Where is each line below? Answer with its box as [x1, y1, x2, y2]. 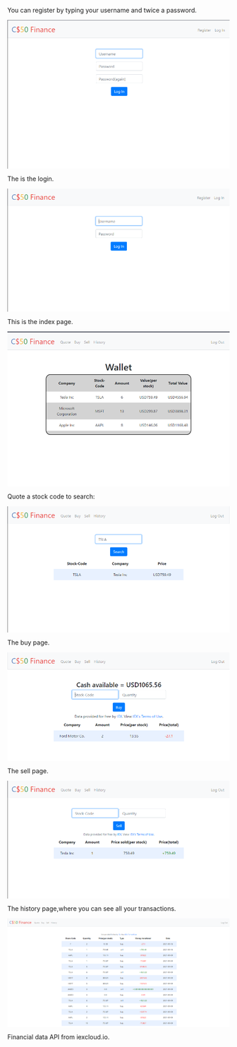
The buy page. [7, 638, 50, 647]
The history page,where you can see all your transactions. [7, 904, 176, 913]
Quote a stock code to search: [7, 492, 95, 501]
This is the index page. [7, 318, 73, 326]
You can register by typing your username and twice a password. [7, 6, 197, 14]
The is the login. [7, 174, 54, 183]
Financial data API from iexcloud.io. [7, 1032, 110, 1041]
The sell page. [7, 766, 49, 775]
